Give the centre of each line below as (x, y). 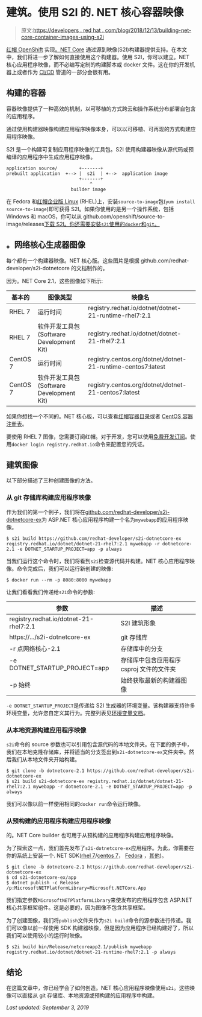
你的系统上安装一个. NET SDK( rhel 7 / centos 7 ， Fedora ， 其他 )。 (87, 856)
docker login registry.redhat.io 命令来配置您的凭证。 (80, 444)
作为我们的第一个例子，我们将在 (46, 512)
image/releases (26, 224)
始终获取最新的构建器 (151, 680)
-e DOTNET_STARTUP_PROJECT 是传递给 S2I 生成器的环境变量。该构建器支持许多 (101, 705)
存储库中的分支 (142, 648)
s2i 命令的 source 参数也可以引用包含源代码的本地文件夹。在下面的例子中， (99, 744)
